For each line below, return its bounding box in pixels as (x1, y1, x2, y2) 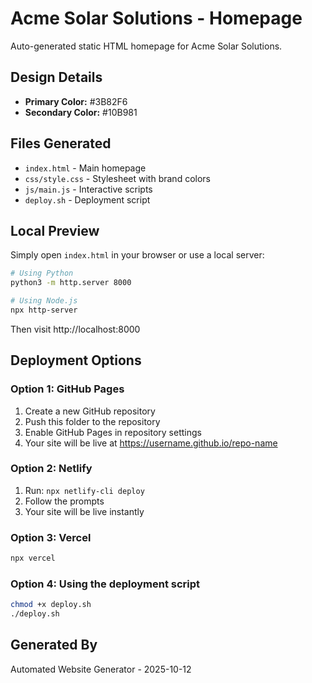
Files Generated (10, 135, 112, 152)
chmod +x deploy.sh (10, 600, 92, 610)
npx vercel (10, 553, 56, 564)
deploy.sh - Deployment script (24, 193, 151, 206)
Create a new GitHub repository (24, 405, 156, 417)
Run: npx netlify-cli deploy (24, 484, 145, 496)
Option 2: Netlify (10, 462, 93, 476)
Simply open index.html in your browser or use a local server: (10, 249, 265, 261)
